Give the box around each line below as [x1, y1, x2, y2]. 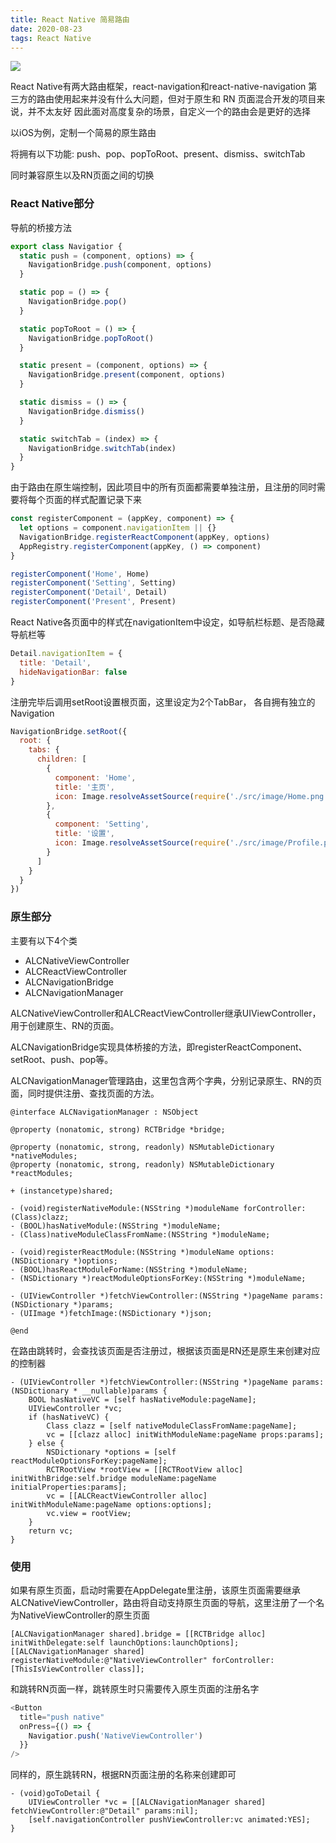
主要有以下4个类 [10, 934, 78, 946]
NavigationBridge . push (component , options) [28, 260, 213, 270]
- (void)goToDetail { [10, 1789, 101, 1799]
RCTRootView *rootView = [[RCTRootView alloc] [46, 1464, 244, 1475]
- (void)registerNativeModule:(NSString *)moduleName [10, 1203, 240, 1213]
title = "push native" [19, 1712, 105, 1722]
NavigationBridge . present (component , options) [28, 370, 226, 380]
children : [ [36, 754, 87, 765]
